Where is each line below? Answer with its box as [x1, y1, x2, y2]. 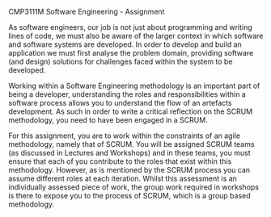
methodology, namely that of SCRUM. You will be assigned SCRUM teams [8, 140, 255, 148]
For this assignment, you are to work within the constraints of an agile [8, 131, 241, 140]
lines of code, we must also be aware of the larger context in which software [8, 31, 264, 40]
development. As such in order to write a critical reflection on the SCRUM [8, 106, 253, 116]
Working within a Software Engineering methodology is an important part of [8, 81, 260, 90]
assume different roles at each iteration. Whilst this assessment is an [8, 173, 237, 183]
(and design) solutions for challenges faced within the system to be [8, 56, 233, 66]
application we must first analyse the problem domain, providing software [8, 48, 254, 57]
